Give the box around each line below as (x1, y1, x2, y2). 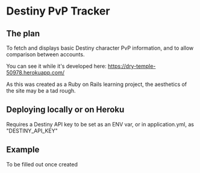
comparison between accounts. (6, 51, 85, 58)
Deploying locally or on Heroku (6, 105, 125, 115)
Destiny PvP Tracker (6, 4, 110, 18)
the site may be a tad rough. (6, 87, 77, 94)
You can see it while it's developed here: (6, 62, 107, 70)
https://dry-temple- (107, 62, 156, 70)
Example (6, 145, 40, 155)
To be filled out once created (6, 160, 78, 168)
